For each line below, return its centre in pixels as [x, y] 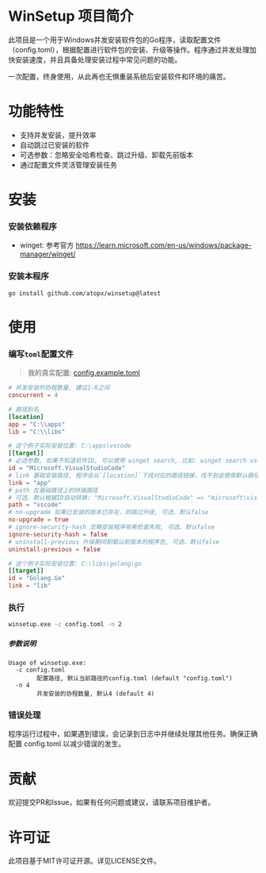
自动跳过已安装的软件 [54, 144]
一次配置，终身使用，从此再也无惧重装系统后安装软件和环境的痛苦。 [119, 76]
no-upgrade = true [38, 520]
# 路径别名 [24, 410]
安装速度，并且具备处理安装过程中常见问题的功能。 [98, 60]
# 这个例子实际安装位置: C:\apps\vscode [70, 446]
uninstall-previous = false [55, 549]
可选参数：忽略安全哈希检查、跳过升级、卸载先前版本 [106, 155]
